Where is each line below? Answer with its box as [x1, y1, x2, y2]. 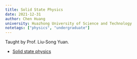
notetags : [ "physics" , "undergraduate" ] [5, 26, 90, 30]
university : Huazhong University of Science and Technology [5, 21, 133, 26]
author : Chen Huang [5, 16, 46, 21]
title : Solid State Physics [5, 7, 64, 12]
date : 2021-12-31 [5, 12, 41, 17]
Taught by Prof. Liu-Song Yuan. [5, 39, 69, 45]
